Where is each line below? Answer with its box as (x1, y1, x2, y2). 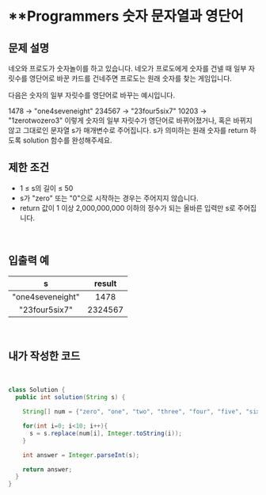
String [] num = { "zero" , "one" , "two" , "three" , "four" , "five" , (22, 408, 243, 416)
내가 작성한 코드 (8, 349, 81, 363)
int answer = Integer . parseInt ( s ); (22, 451, 140, 459)
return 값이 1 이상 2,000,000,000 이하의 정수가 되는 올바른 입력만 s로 (19, 203, 236, 212)
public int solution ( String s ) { (15, 394, 126, 402)
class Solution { (8, 386, 66, 394)
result (93, 278, 117, 289)
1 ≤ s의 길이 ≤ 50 (19, 183, 74, 192)
